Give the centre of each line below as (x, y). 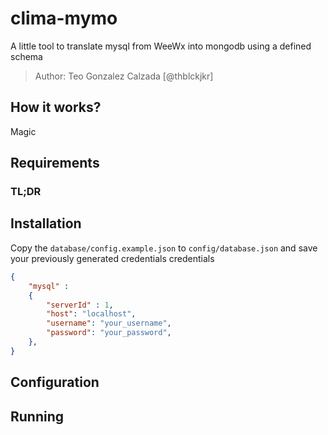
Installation (46, 223)
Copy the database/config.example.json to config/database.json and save (164, 248)
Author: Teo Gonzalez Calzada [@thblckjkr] (124, 76)
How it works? (56, 107)
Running (37, 416)
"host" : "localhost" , (91, 314)
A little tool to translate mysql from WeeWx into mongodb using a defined (161, 46)
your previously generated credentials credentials (112, 258)
